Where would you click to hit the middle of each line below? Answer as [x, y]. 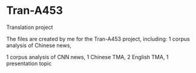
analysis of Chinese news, [39, 45]
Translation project [30, 27]
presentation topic [29, 63]
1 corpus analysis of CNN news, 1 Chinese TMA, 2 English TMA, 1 [87, 57]
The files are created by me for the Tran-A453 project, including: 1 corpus [98, 39]
